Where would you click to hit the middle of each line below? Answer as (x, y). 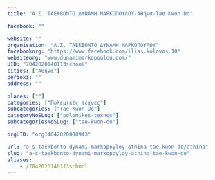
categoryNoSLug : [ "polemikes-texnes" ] (63, 116)
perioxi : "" (24, 77)
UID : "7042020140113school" (48, 64)
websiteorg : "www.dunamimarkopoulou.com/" (69, 58)
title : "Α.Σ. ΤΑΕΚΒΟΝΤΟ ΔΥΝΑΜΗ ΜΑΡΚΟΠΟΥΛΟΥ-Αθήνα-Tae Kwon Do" (100, 13)
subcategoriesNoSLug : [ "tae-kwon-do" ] (63, 122)
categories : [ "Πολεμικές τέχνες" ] (57, 102)
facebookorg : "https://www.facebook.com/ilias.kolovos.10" (94, 52)
